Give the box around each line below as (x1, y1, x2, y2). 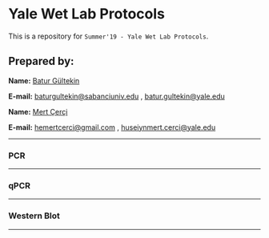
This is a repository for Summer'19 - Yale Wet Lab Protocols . (8, 31, 209, 41)
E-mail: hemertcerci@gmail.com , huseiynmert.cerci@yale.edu (8, 122, 216, 132)
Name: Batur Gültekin (8, 75, 80, 85)
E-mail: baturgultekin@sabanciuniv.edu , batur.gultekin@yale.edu (8, 91, 226, 101)
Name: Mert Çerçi (8, 107, 68, 116)
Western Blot (8, 210, 60, 221)
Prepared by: (8, 54, 74, 68)
